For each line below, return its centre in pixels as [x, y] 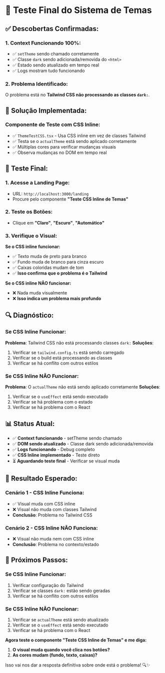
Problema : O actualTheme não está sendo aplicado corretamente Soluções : [83, 387]
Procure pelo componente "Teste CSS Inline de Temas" [70, 199]
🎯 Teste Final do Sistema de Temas [78, 10]
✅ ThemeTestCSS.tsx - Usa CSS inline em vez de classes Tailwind [79, 135]
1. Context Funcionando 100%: [43, 43]
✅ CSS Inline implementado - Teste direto [56, 455]
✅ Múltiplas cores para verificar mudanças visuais [64, 146]
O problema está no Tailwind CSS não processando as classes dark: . [77, 95]
